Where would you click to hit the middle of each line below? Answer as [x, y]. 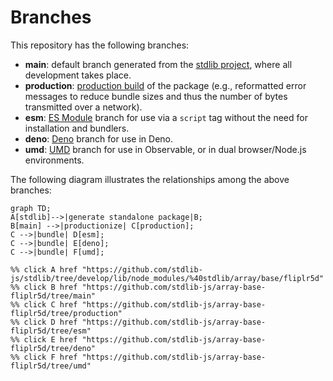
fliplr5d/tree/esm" [51, 331]
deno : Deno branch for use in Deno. [99, 138]
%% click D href [44, 322]
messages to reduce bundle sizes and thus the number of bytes [156, 96]
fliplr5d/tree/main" [53, 296]
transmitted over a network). [83, 107]
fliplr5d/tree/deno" [53, 348]
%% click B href [44, 287]
